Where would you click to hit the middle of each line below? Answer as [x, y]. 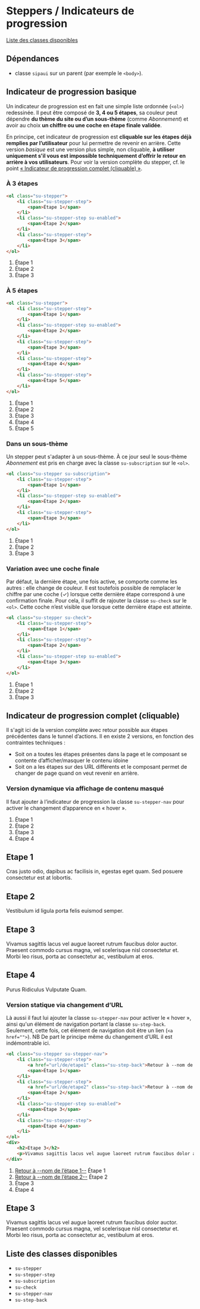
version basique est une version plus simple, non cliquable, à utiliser [90, 149]
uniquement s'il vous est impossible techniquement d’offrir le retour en [96, 155]
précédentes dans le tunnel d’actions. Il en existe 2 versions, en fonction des [100, 737]
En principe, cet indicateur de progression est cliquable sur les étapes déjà [99, 137]
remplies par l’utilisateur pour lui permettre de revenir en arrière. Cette [94, 143]
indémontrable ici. [28, 1043]
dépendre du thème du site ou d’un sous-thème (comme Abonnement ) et [97, 119]
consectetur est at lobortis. [39, 878]
